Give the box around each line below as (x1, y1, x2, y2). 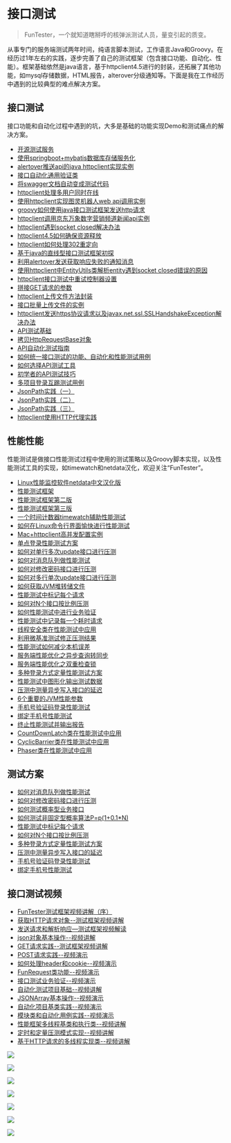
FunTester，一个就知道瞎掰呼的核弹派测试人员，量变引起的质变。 (24, 30, 210, 39)
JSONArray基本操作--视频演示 (17, 994, 104, 1003)
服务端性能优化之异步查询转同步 (17, 651, 109, 659)
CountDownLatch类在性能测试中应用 (17, 729, 122, 737)
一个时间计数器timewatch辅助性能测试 (17, 512, 126, 521)
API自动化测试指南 (17, 344, 71, 352)
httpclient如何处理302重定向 (17, 240, 98, 248)
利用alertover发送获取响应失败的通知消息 (17, 257, 134, 266)
